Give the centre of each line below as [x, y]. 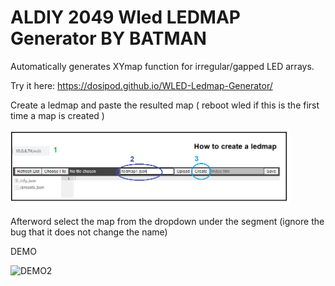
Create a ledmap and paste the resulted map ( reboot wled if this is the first [165, 105]
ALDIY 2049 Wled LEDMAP [125, 17]
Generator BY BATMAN [108, 38]
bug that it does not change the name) [89, 232]
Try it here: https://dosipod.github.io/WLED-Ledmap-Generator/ [141, 85]
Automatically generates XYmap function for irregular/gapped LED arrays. [162, 66]
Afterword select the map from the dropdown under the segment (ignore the [167, 221]
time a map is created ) [57, 115]
